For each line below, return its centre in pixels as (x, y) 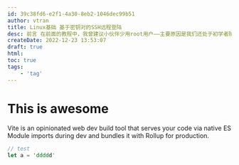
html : (15, 54)
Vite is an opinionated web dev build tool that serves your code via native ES (119, 128)
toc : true (22, 60)
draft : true (25, 47)
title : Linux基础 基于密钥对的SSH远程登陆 (65, 27)
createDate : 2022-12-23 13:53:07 (57, 41)
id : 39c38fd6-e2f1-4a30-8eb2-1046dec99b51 (71, 14)
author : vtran (28, 21)
